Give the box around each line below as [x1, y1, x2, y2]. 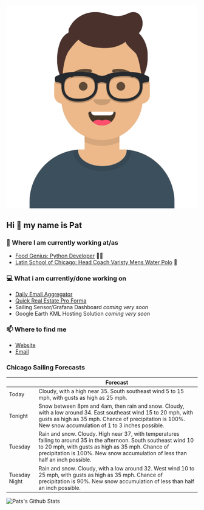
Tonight [8, 412, 29, 419]
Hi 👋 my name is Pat [6, 220, 83, 230]
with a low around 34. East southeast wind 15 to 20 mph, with [38, 409, 193, 416]
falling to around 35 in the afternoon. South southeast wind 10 [38, 437, 194, 444]
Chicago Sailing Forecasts [6, 363, 85, 371]
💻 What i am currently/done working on [6, 274, 126, 283]
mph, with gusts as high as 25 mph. [38, 394, 127, 401]
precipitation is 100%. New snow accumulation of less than [38, 450, 187, 457]
